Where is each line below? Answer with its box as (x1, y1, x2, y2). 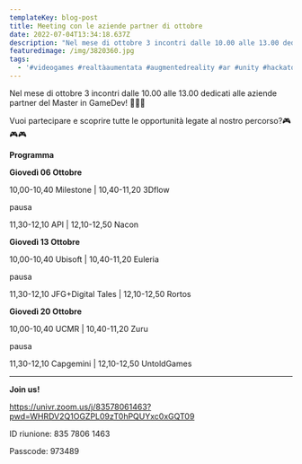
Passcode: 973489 (9, 445, 79, 456)
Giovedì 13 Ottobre (9, 236, 81, 247)
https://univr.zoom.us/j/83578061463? (9, 401, 152, 412)
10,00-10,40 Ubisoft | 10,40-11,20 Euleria (9, 253, 160, 265)
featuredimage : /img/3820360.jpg (9, 47, 135, 56)
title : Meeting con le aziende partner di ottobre (9, 22, 203, 31)
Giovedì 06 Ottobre (9, 167, 83, 178)
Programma (9, 149, 55, 160)
